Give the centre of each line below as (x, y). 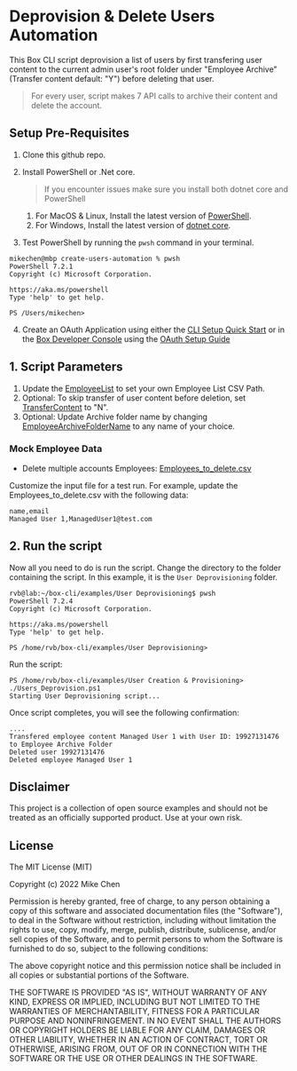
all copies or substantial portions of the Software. (99, 975)
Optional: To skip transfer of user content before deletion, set (134, 398)
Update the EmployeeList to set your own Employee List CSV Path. (144, 388)
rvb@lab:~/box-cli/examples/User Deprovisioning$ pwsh (113, 593)
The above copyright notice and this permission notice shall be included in (145, 966)
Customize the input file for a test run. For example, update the (124, 485)
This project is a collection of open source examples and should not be (139, 808)
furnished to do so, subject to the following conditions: (109, 948)
